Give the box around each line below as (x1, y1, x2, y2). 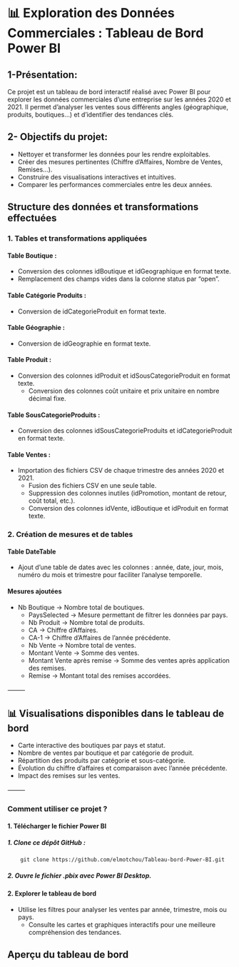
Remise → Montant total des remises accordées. (28, 671, 171, 680)
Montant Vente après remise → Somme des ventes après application (28, 656, 230, 664)
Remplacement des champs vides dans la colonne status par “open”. (17, 275, 220, 284)
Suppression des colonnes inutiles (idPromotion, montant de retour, (28, 489, 227, 498)
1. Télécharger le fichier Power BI (7, 822, 107, 830)
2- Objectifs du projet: (7, 131, 108, 143)
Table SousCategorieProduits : (7, 411, 101, 419)
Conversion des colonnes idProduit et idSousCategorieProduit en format (17, 371, 230, 380)
